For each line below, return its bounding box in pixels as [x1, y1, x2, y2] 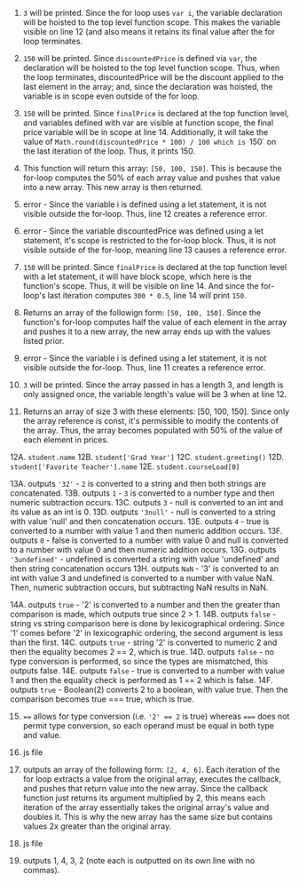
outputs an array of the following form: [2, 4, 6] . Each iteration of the [22, 764, 280, 775]
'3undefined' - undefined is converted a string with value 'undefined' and [10, 554, 279, 564]
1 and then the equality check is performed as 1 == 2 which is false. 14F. [10, 675, 273, 685]
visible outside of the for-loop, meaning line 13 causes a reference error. [22, 244, 287, 255]
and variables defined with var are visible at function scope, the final [22, 117, 274, 128]
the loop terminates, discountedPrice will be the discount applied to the [22, 72, 284, 83]
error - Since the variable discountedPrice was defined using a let [22, 226, 264, 236]
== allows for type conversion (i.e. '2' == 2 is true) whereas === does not [22, 711, 290, 721]
